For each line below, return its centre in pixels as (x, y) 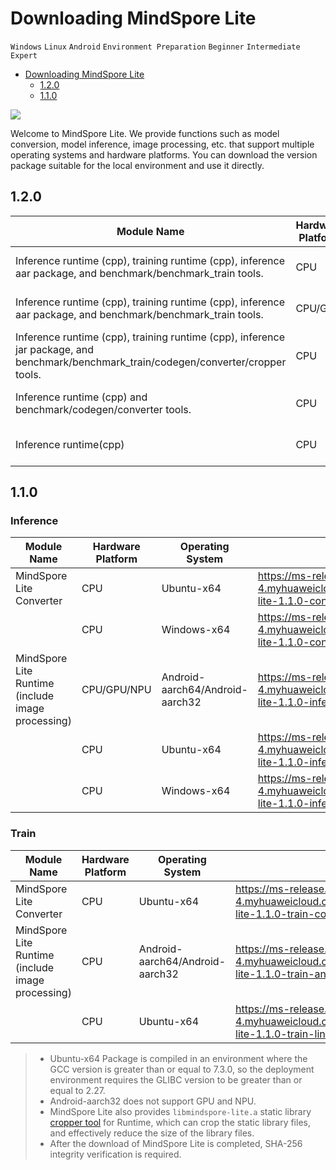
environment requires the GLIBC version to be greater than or (176, 1079)
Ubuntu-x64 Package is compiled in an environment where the (178, 1058)
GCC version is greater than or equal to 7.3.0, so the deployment (182, 1069)
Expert (24, 55)
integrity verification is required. (115, 1154)
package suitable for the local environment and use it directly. (137, 165)
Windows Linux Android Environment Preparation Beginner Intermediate (155, 47)
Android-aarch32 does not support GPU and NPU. (153, 1101)
